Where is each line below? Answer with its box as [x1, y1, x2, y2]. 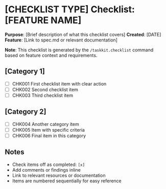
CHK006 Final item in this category [12, 132, 86, 139]
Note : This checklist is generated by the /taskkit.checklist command [5, 47, 154, 53]
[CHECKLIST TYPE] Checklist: [5, 4, 135, 15]
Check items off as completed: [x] [12, 161, 85, 167]
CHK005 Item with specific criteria [12, 127, 85, 133]
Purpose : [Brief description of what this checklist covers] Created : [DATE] [5, 31, 161, 37]
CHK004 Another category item [12, 121, 80, 127]
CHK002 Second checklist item [12, 86, 79, 93]
